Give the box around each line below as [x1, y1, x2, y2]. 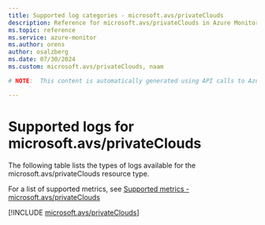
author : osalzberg [8, 48, 69, 56]
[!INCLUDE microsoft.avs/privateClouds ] [8, 208, 140, 217]
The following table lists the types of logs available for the [8, 160, 196, 170]
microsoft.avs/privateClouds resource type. [8, 168, 150, 178]
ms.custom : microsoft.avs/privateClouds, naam [8, 63, 164, 71]
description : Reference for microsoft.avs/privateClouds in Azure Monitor [8, 19, 259, 27]
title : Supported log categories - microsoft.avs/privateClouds [8, 11, 224, 20]
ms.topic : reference [8, 26, 77, 34]
